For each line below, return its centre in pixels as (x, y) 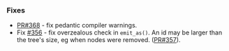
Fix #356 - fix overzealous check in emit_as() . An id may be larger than (119, 32)
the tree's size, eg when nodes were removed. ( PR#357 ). (98, 40)
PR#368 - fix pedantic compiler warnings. (77, 25)
